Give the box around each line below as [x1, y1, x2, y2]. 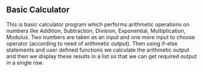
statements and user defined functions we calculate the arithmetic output [6, 46, 190, 53]
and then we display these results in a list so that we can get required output [6, 52, 197, 59]
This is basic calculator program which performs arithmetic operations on [6, 20, 190, 28]
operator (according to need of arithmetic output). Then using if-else [6, 40, 178, 47]
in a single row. [6, 59, 44, 66]
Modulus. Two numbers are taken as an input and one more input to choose [6, 33, 195, 41]
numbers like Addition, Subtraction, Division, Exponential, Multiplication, [6, 27, 186, 34]
